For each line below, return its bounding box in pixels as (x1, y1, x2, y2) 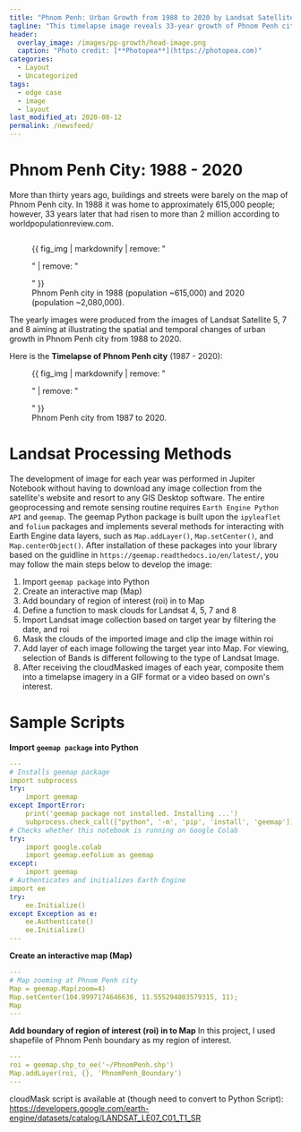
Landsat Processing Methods (9, 444, 232, 464)
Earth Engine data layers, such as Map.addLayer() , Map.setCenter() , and (9, 530, 274, 541)
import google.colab (25, 843, 102, 852)
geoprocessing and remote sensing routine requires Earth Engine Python (9, 502, 279, 512)
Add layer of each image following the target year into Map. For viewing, (21, 642, 289, 654)
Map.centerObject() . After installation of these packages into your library (9, 539, 278, 551)
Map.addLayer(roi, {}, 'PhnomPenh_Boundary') (9, 1069, 182, 1078)
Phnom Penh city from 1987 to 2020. (31, 412, 168, 423)
